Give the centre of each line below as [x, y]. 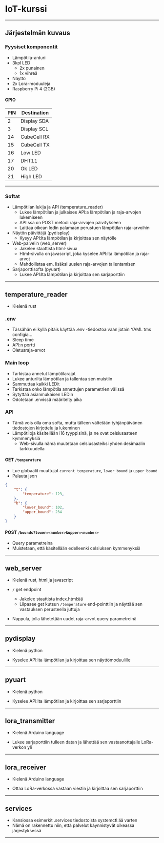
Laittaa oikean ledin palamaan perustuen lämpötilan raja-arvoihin [84, 228]
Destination [35, 112]
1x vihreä [28, 73]
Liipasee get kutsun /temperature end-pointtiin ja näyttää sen [81, 604]
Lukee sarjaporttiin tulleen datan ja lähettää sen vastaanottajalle [76, 742]
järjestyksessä [27, 830]
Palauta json [25, 476]
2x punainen [32, 68]
